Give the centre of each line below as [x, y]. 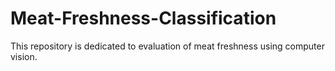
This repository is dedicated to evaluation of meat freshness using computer [167, 46]
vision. [24, 56]
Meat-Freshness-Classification [143, 18]
